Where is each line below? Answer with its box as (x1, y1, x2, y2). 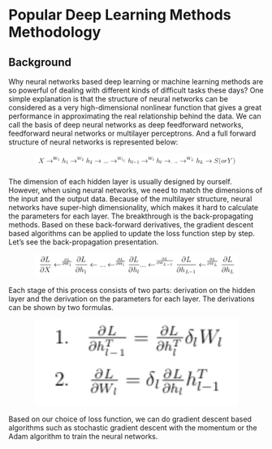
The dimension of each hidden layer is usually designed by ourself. (8, 177, 233, 187)
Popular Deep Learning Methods (8, 6, 231, 24)
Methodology (8, 23, 101, 41)
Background (8, 55, 71, 69)
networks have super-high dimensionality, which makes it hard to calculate (8, 203, 259, 213)
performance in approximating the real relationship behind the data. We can (8, 111, 261, 121)
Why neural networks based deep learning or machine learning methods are (8, 77, 264, 86)
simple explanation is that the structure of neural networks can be (8, 94, 229, 103)
